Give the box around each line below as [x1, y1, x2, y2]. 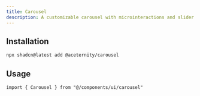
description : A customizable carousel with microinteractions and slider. [6, 14, 197, 20]
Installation [6, 36, 49, 47]
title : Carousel [6, 8, 47, 15]
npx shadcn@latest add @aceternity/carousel [6, 52, 119, 58]
